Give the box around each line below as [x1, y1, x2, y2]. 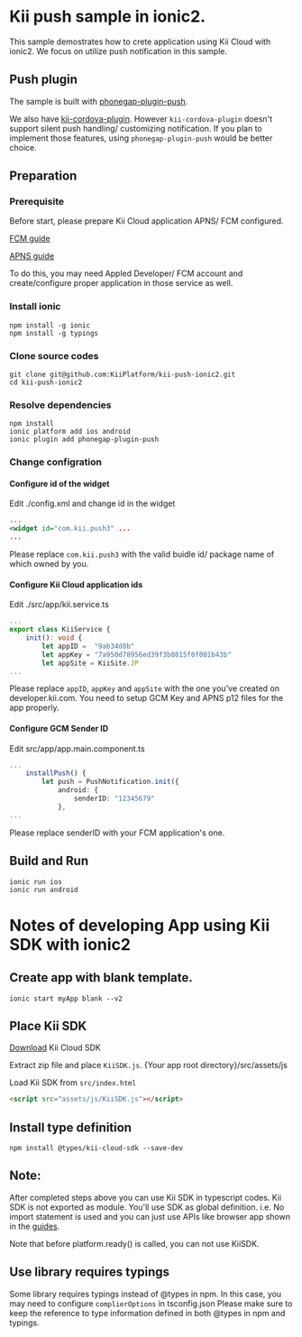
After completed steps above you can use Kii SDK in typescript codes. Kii [9, 1192, 282, 1203]
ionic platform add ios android [9, 427, 131, 437]
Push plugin [9, 72, 78, 88]
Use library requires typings [9, 1265, 169, 1280]
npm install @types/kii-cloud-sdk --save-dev [9, 1144, 183, 1153]
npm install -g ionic [9, 320, 91, 330]
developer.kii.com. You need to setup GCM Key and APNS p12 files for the [9, 693, 284, 704]
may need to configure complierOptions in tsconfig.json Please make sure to [9, 1297, 293, 1309]
